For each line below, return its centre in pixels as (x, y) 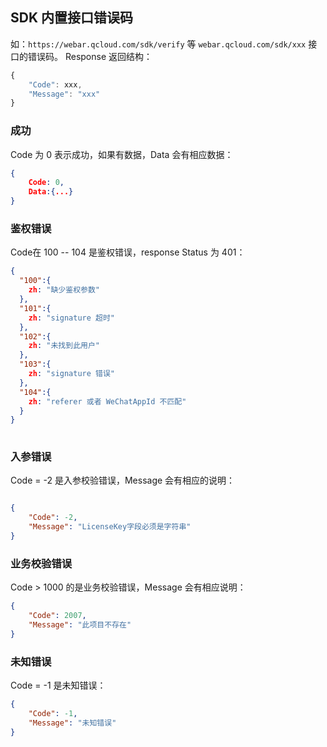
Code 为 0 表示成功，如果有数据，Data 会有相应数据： (122, 154)
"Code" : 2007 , (57, 616)
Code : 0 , (46, 183)
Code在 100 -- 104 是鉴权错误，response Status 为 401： (128, 252)
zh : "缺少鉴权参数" (64, 290)
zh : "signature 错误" (71, 374)
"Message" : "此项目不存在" (80, 625)
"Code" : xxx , (55, 84)
